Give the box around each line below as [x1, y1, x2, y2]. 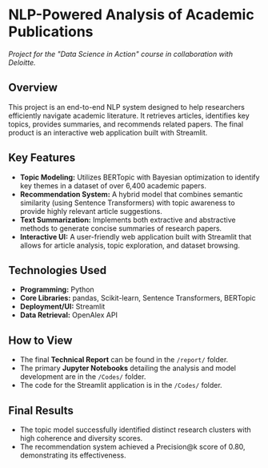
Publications [8, 22, 94, 41]
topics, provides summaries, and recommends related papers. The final [8, 119, 244, 129]
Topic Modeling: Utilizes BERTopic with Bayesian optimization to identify [19, 172, 260, 182]
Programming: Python [19, 284, 94, 294]
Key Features [8, 151, 76, 165]
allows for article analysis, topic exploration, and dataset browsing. [19, 240, 240, 250]
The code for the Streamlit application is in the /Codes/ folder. [19, 381, 222, 390]
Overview [8, 81, 58, 95]
